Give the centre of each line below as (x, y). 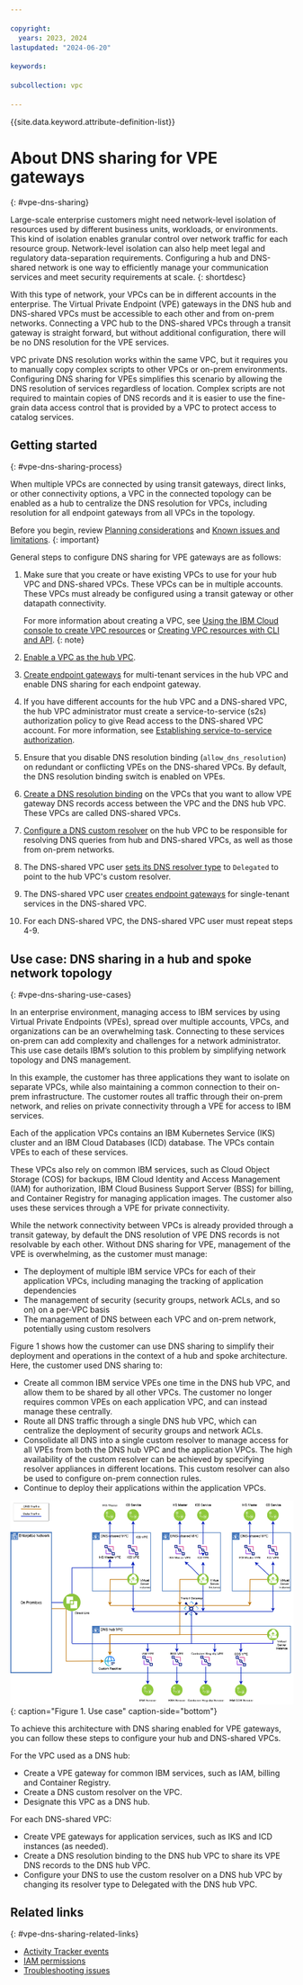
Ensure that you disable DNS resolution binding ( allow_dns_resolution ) (155, 758)
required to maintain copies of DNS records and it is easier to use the (138, 398)
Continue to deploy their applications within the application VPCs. (144, 1488)
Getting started (54, 445)
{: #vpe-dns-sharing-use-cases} (71, 995)
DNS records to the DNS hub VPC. (87, 1865)
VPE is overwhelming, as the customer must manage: (109, 1254)
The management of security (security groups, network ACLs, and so (151, 1300)
